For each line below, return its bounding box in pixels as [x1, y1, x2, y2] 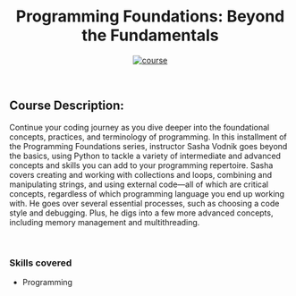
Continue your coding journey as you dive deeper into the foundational [9, 122, 270, 132]
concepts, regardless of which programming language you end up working [9, 188, 284, 199]
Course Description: [9, 98, 124, 114]
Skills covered [9, 257, 72, 269]
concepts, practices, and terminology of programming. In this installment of [9, 131, 288, 142]
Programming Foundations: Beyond [15, 6, 285, 27]
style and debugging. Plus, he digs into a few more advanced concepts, [9, 207, 274, 218]
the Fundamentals [81, 25, 219, 46]
